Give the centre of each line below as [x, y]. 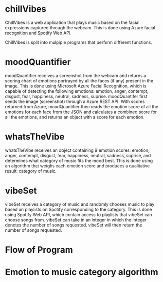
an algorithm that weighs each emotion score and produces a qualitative [77, 166]
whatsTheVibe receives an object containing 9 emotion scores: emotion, [77, 150]
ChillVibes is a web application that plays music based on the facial [72, 22]
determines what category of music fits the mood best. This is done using [79, 161]
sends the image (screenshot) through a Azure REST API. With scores [75, 101]
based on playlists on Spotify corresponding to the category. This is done [79, 209]
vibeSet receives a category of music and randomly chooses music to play [80, 204]
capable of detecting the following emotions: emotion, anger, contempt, [77, 91]
